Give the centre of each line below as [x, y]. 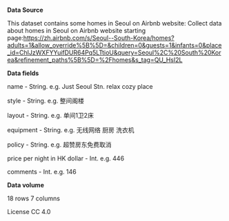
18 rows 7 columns [34, 198]
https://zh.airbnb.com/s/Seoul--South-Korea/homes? [99, 38]
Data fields [23, 73]
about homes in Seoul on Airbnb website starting [77, 31]
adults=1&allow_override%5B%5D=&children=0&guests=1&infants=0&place [114, 45]
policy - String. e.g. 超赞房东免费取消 [59, 145]
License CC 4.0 [29, 212]
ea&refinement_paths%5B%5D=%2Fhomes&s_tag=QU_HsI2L [95, 60]
